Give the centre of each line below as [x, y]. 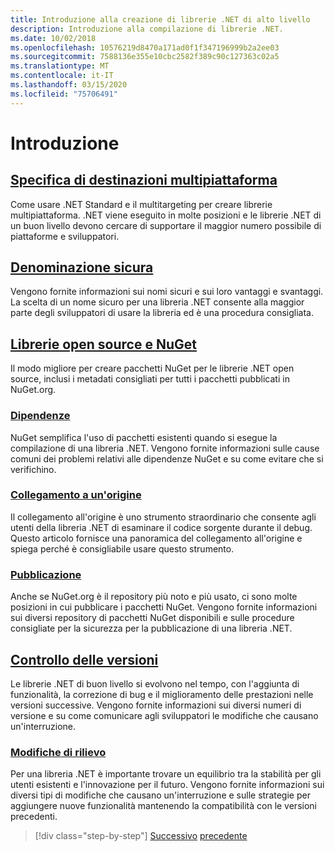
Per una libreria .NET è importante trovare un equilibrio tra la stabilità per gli [166, 774]
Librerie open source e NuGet [103, 344]
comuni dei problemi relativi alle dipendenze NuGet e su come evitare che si [167, 458]
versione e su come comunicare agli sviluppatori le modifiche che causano [164, 715]
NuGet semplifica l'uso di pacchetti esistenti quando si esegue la [144, 437]
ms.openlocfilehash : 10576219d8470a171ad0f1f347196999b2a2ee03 [145, 47]
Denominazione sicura [82, 267]
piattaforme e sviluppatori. [65, 236]
